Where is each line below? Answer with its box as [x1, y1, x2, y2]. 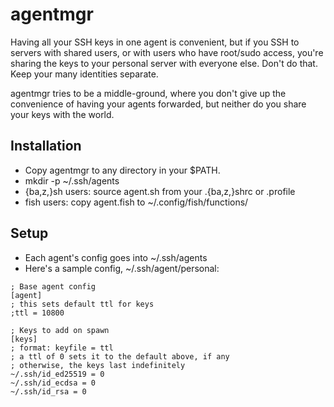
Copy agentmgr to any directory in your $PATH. [24, 164, 221, 176]
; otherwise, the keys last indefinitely [10, 360, 186, 370]
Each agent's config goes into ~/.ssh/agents [24, 251, 208, 263]
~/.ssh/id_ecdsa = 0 [10, 378, 97, 388]
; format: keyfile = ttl [10, 343, 114, 353]
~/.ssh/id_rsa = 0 [10, 386, 87, 397]
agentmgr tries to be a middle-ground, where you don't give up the [10, 87, 287, 99]
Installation [10, 138, 82, 155]
